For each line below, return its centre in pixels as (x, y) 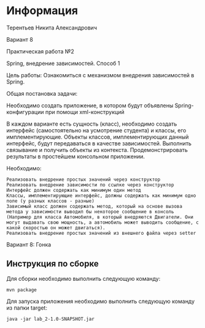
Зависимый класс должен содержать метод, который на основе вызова (95, 206)
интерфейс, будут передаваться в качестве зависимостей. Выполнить (99, 143)
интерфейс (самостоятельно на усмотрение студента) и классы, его (96, 130)
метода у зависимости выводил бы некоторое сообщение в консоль (90, 212)
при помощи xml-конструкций (85, 112)
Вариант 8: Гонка (29, 244)
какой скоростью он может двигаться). (56, 227)
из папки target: (27, 308)
